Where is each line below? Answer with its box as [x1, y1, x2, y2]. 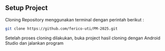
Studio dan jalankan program [5, 40, 64, 46]
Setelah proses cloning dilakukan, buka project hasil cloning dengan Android [5, 35, 161, 41]
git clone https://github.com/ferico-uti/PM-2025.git [5, 26, 118, 31]
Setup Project [5, 4, 48, 12]
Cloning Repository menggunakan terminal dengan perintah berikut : [5, 17, 144, 22]
